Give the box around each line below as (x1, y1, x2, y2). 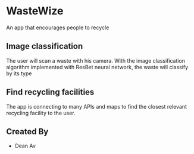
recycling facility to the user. (6, 109, 76, 116)
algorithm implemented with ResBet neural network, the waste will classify (6, 63, 189, 70)
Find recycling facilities (6, 87, 95, 97)
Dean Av (14, 142, 36, 150)
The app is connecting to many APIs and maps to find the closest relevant (6, 103, 187, 110)
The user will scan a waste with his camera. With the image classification (6, 57, 186, 64)
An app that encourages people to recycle (6, 24, 109, 31)
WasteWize (6, 4, 64, 18)
